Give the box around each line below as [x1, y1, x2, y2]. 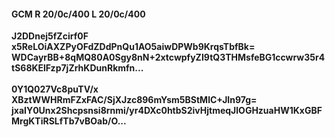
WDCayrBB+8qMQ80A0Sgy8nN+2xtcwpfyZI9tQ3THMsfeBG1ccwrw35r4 [11, 51, 326, 64]
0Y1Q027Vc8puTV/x [11, 83, 99, 95]
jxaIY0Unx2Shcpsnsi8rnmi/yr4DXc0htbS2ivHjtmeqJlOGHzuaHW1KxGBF [11, 105, 323, 117]
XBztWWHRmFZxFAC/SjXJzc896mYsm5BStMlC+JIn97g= [11, 94, 258, 106]
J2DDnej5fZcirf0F [11, 30, 89, 42]
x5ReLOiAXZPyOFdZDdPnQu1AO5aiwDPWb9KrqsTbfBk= [11, 41, 256, 53]
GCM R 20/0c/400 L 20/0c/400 [11, 8, 146, 20]
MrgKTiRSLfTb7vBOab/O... [11, 115, 127, 127]
